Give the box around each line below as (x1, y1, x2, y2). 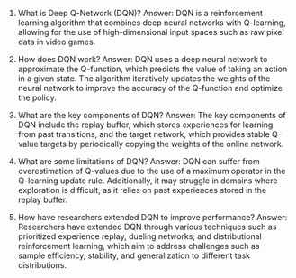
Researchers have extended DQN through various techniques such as (17, 221, 277, 232)
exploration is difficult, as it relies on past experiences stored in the (17, 185, 267, 195)
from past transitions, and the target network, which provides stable (17, 129, 270, 139)
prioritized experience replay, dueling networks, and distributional (17, 231, 263, 242)
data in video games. (17, 36, 96, 47)
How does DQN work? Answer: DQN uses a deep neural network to (17, 54, 268, 64)
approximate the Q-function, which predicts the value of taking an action (17, 63, 288, 74)
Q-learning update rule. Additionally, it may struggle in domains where (17, 175, 278, 186)
